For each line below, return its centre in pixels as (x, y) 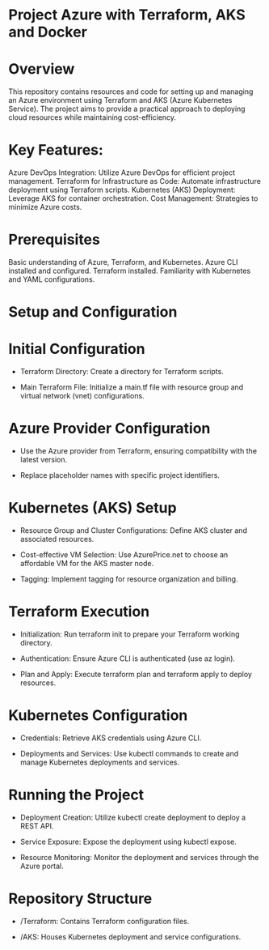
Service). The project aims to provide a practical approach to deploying (127, 109)
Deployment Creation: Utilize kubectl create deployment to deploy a (133, 817)
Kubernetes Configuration (98, 716)
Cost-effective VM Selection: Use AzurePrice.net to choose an (124, 555)
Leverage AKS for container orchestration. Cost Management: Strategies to (133, 198)
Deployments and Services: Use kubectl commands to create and (129, 753)
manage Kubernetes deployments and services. (100, 762)
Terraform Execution (79, 612)
